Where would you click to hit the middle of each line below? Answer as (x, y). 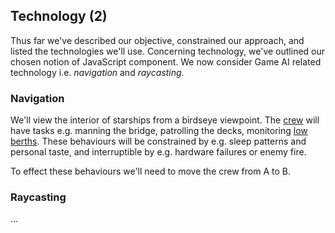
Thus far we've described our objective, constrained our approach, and (157, 40)
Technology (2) (59, 16)
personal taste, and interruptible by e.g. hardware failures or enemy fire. (158, 152)
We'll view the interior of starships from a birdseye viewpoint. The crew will (165, 120)
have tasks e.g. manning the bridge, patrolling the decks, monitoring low (159, 131)
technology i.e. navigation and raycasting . (97, 72)
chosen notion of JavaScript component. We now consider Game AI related (166, 61)
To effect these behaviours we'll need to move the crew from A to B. (150, 171)
